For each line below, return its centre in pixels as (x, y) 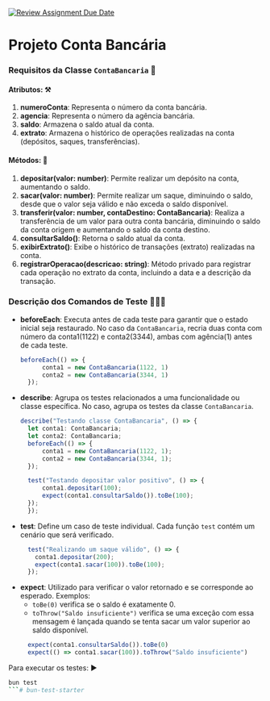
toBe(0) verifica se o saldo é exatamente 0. (104, 604)
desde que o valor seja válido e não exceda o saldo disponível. (124, 204)
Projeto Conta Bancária (87, 45)
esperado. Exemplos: (55, 596)
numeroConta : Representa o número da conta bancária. (113, 107)
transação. (38, 281)
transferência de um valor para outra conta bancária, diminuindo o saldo (140, 221)
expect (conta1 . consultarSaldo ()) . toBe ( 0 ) (98, 645)
